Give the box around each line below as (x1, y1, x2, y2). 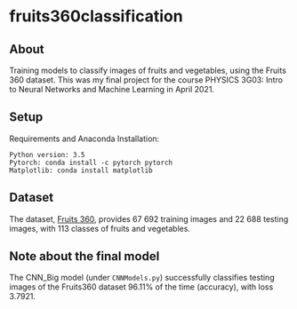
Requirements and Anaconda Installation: (9, 133, 160, 144)
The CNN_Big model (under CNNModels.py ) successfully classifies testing (9, 273, 275, 283)
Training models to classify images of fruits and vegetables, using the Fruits (9, 65, 287, 75)
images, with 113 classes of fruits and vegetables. (9, 223, 191, 234)
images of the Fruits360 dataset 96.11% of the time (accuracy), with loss (9, 281, 274, 292)
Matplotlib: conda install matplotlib (9, 166, 153, 175)
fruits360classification (9, 6, 184, 27)
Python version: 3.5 (9, 150, 86, 159)
